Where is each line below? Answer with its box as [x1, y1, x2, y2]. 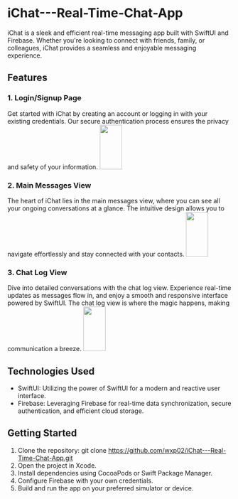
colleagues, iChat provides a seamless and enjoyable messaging [7, 43, 197, 52]
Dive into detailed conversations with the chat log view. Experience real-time [7, 284, 232, 292]
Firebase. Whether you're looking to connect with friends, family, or [7, 36, 205, 44]
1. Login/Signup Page [7, 93, 82, 103]
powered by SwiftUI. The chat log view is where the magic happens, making [7, 299, 229, 307]
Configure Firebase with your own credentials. [17, 476, 153, 485]
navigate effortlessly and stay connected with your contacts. [7, 249, 185, 258]
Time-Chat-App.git [17, 454, 73, 462]
